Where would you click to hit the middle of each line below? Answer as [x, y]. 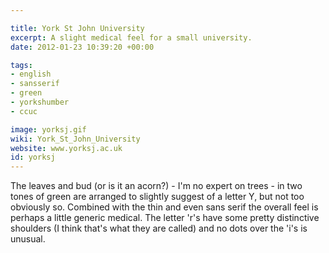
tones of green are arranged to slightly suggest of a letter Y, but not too [157, 197]
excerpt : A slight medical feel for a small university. [131, 37]
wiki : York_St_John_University [75, 139]
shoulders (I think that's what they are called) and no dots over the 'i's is [159, 228]
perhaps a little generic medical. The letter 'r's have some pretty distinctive [165, 218]
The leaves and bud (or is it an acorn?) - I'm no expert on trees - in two [156, 186]
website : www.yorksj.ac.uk [66, 148]
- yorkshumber [40, 102]
